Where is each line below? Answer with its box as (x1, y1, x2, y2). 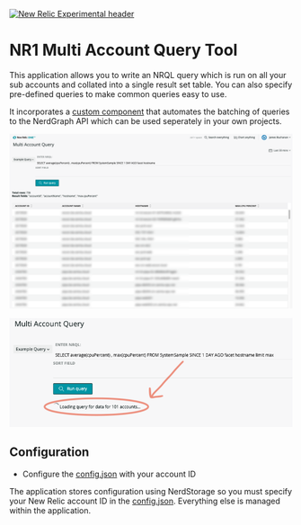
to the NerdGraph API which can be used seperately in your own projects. (9, 115, 282, 126)
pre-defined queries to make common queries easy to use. (9, 88, 227, 99)
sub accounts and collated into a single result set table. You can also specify (9, 79, 293, 90)
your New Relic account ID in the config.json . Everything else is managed (9, 495, 281, 506)
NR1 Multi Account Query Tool (9, 40, 238, 60)
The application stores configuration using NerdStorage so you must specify (9, 485, 293, 496)
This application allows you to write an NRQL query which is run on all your (9, 69, 287, 80)
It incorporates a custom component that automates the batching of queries (9, 106, 290, 117)
